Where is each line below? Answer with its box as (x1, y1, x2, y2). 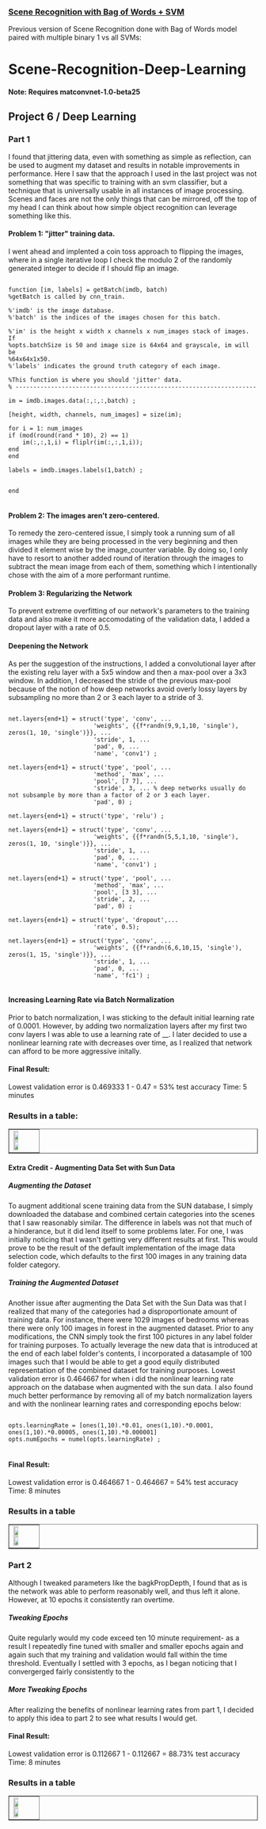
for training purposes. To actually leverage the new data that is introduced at (8, 1340, 258, 1349)
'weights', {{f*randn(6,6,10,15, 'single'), (93, 943, 243, 951)
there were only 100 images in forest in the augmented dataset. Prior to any (8, 1323, 254, 1333)
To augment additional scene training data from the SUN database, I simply (8, 1200, 253, 1211)
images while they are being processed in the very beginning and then (8, 537, 238, 546)
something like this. (8, 211, 72, 220)
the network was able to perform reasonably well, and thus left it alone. (8, 1586, 241, 1596)
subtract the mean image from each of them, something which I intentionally (8, 562, 257, 572)
